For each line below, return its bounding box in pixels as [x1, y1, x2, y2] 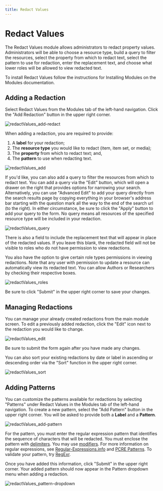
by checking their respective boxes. [5, 270, 77, 276]
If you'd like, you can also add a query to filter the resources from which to [5, 174, 154, 180]
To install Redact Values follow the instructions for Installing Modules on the [5, 74, 156, 80]
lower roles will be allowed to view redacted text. [5, 65, 103, 71]
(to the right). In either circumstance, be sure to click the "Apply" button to [5, 206, 154, 211]
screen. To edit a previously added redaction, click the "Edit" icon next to [5, 321, 151, 327]
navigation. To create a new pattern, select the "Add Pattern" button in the [5, 407, 153, 412]
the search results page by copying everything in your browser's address [5, 195, 151, 201]
